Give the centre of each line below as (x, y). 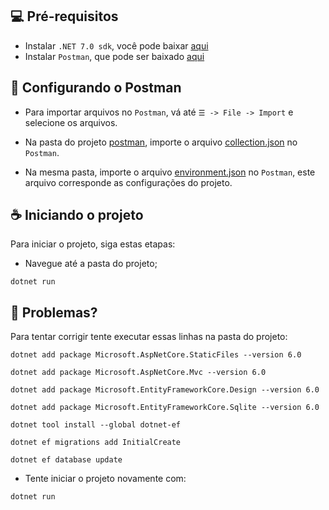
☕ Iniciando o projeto (77, 215)
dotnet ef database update (66, 460)
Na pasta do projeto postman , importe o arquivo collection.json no (161, 142)
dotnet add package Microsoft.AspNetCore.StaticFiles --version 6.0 (156, 355)
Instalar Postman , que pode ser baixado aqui (114, 56)
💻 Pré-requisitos (64, 16)
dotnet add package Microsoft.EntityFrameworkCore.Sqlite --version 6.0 (165, 408)
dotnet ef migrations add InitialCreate (96, 443)
